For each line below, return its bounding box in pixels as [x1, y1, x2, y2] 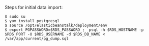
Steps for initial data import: [5, 5, 63, 10]
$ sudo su [5, 14, 26, 19]
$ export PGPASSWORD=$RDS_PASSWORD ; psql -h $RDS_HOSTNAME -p [5, 27, 144, 32]
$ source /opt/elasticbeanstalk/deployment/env [5, 23, 108, 28]
